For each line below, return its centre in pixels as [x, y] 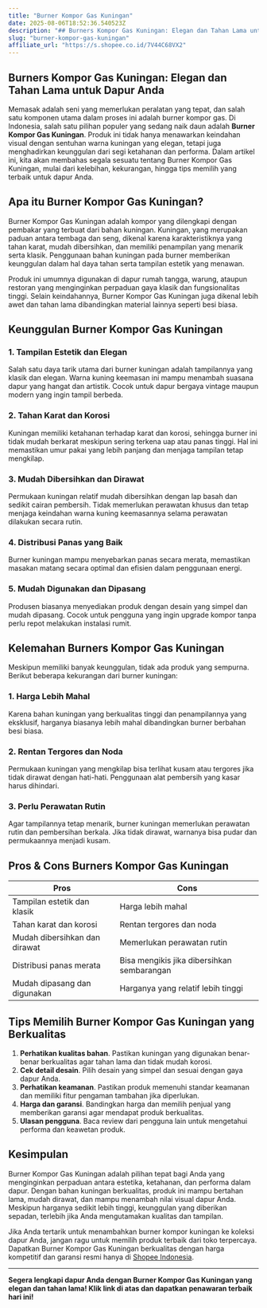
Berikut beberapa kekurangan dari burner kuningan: [93, 676]
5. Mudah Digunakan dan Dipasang [77, 589]
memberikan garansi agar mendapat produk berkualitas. [112, 1112]
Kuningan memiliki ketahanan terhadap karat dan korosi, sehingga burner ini [133, 433]
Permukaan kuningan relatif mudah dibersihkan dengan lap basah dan [123, 497]
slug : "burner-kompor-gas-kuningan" [69, 38]
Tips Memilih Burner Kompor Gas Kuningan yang [132, 1021]
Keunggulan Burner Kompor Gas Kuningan [116, 330]
